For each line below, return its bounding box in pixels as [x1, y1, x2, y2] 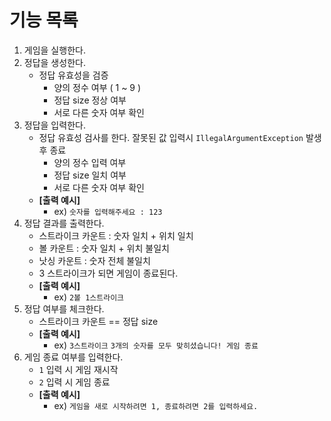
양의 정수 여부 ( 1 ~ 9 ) [53, 81, 142, 93]
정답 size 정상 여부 [53, 94, 127, 106]
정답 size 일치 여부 [53, 169, 127, 181]
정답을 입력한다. [23, 119, 86, 131]
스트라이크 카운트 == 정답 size [38, 315, 159, 327]
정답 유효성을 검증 [38, 69, 109, 81]
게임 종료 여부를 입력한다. [23, 351, 124, 363]
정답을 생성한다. [23, 56, 86, 68]
